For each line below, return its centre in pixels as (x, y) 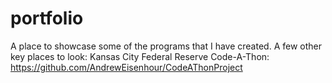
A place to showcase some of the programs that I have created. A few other (166, 46)
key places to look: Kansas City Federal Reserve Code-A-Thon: (140, 56)
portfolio (47, 18)
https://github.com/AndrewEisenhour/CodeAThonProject (126, 67)
